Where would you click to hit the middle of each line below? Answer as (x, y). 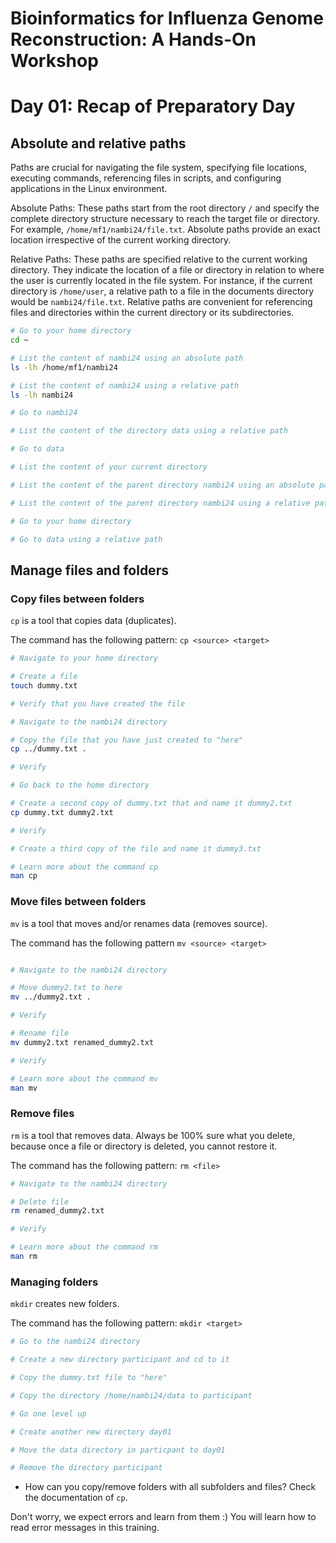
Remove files (42, 1114)
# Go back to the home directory (80, 785)
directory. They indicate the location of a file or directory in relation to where (167, 270)
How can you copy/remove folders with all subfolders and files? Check (170, 1487)
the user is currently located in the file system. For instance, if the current (161, 281)
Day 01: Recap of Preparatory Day (153, 106)
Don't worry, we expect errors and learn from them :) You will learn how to (163, 1517)
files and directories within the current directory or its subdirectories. (152, 313)
